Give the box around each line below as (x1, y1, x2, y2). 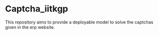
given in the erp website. (5, 24, 55, 30)
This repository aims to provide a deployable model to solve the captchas (5, 19, 154, 25)
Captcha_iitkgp (5, 3, 68, 14)
